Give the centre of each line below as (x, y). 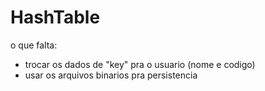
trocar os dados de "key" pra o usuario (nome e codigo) (140, 64)
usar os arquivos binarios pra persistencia (111, 75)
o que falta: (34, 45)
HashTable (55, 17)
